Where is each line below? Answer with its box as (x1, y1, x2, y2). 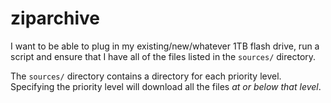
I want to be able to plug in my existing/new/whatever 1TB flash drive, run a (10, 40, 320, 52)
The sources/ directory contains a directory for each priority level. (10, 70, 282, 82)
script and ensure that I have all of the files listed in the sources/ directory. (10, 50, 317, 62)
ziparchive (10, 7, 100, 30)
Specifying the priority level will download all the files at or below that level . (10, 80, 322, 92)
